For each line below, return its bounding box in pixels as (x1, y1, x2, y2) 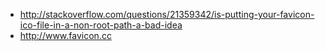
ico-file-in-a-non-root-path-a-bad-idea (19, 19, 183, 31)
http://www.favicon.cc (19, 30, 112, 41)
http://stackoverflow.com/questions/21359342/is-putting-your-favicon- (19, 9, 315, 20)
